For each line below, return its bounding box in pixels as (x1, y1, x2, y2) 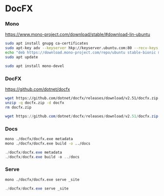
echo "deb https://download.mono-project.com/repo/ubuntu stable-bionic (5, 50, 156, 55)
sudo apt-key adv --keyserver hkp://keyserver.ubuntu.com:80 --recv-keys (5, 46, 159, 50)
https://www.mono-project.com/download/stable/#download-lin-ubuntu (5, 31, 150, 37)
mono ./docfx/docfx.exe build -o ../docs (5, 141, 91, 146)
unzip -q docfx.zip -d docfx (5, 100, 64, 105)
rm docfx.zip (5, 105, 32, 110)
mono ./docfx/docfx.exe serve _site (5, 177, 80, 182)
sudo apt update (5, 55, 38, 60)
